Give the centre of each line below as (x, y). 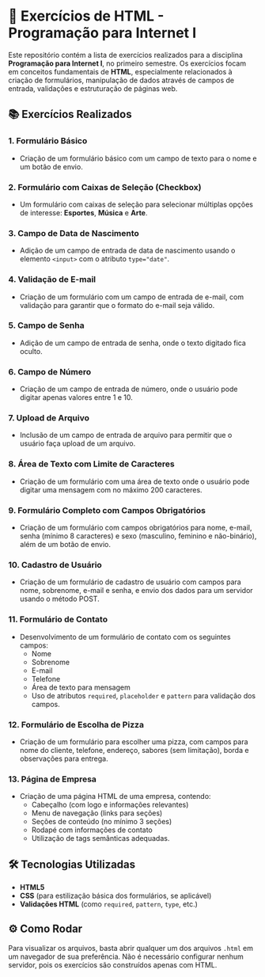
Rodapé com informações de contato (92, 830)
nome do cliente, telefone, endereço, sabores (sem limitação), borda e (134, 750)
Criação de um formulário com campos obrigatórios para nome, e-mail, (136, 527)
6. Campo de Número (50, 371)
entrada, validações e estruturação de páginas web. (93, 88)
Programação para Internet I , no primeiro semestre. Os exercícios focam (127, 63)
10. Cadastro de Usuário (55, 565)
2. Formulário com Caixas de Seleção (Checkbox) (105, 187)
